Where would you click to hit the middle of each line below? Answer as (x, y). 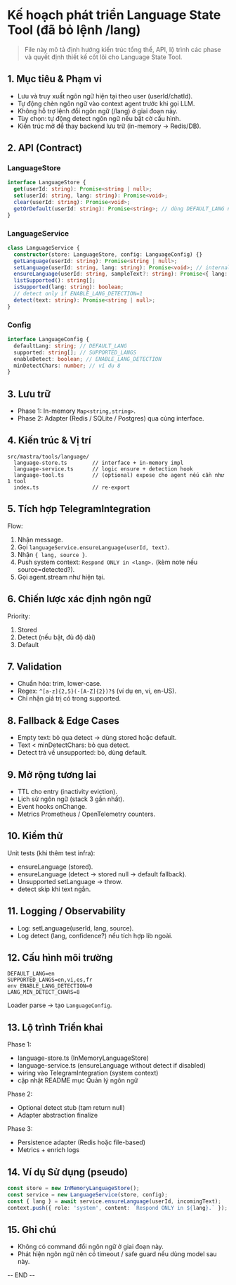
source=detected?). (46, 569)
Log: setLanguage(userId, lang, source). (76, 928)
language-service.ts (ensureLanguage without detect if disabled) (111, 1066)
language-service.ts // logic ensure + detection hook (103, 469)
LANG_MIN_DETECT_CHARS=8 (44, 992)
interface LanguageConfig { (48, 340)
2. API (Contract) (45, 148)
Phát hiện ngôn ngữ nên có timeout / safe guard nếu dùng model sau (117, 1254)
